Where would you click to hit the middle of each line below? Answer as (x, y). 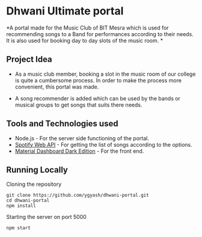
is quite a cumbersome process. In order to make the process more (98, 80)
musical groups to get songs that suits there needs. (78, 105)
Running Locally (37, 170)
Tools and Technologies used (62, 124)
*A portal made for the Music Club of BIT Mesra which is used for (88, 28)
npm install (21, 206)
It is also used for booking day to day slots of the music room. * (85, 40)
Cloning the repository (34, 184)
